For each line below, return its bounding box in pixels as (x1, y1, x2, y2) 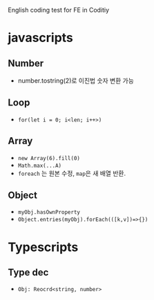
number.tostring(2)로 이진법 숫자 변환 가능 (17, 77, 134, 85)
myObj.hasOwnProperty (17, 209, 80, 216)
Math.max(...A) (17, 162, 62, 169)
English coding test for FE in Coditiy (8, 6, 110, 14)
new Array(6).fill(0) (17, 154, 80, 161)
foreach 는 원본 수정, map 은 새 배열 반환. (17, 169, 126, 177)
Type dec (8, 267, 49, 279)
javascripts (8, 30, 73, 46)
